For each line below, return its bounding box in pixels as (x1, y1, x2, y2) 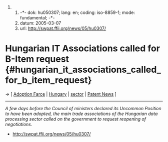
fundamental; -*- (19, 15, 55, 20)
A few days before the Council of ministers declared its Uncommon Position (5, 105, 161, 111)
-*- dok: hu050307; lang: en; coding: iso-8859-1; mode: (19, 9, 135, 15)
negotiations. (5, 121, 32, 127)
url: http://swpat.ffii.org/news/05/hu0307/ (19, 25, 106, 31)
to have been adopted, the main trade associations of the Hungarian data (5, 111, 158, 117)
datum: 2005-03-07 (19, 20, 61, 26)
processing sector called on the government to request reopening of (5, 116, 146, 122)
